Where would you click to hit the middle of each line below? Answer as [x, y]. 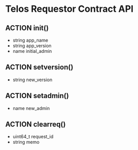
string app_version [32, 46]
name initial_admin [32, 51]
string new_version [32, 80]
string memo [26, 142]
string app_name [30, 40]
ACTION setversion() [39, 67]
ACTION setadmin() [37, 96]
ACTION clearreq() [36, 125]
